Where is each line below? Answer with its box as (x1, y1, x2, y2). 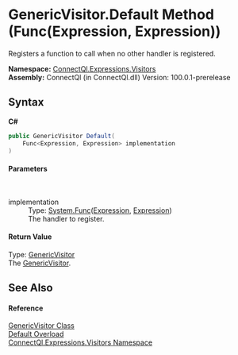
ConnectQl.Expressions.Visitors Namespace (8, 338, 153, 347)
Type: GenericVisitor (8, 249, 75, 259)
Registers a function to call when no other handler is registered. (8, 48, 216, 58)
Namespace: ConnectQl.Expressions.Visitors (8, 64, 156, 73)
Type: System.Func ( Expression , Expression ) (28, 205, 172, 215)
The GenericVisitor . (8, 258, 71, 268)
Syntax (8, 95, 44, 109)
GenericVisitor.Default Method (8, 6, 215, 24)
